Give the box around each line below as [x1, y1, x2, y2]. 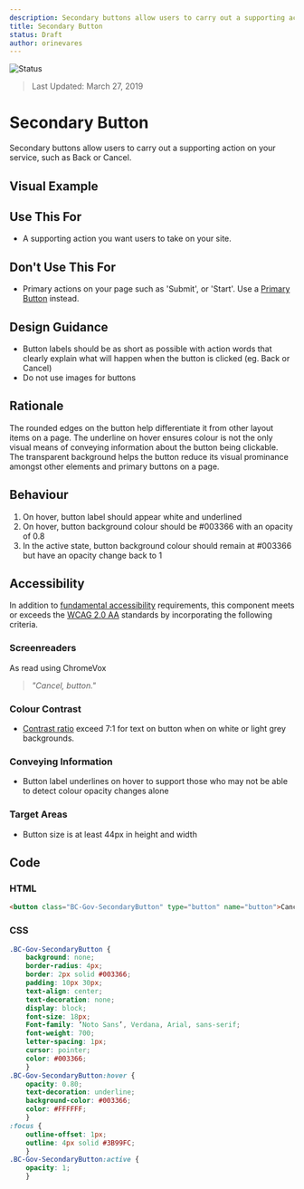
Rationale [9, 398, 64, 414]
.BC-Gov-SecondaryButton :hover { [9, 1070, 136, 1080]
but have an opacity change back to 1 [22, 550, 163, 561]
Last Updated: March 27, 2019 [31, 81, 144, 91]
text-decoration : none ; [25, 995, 116, 1004]
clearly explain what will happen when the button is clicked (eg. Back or [22, 353, 290, 364]
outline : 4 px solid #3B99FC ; [25, 1138, 136, 1147]
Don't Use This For [9, 259, 116, 274]
